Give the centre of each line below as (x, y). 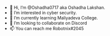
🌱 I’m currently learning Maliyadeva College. (54, 18)
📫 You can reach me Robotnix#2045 (47, 28)
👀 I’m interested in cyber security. (43, 13)
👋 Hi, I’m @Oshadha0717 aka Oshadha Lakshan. (57, 8)
